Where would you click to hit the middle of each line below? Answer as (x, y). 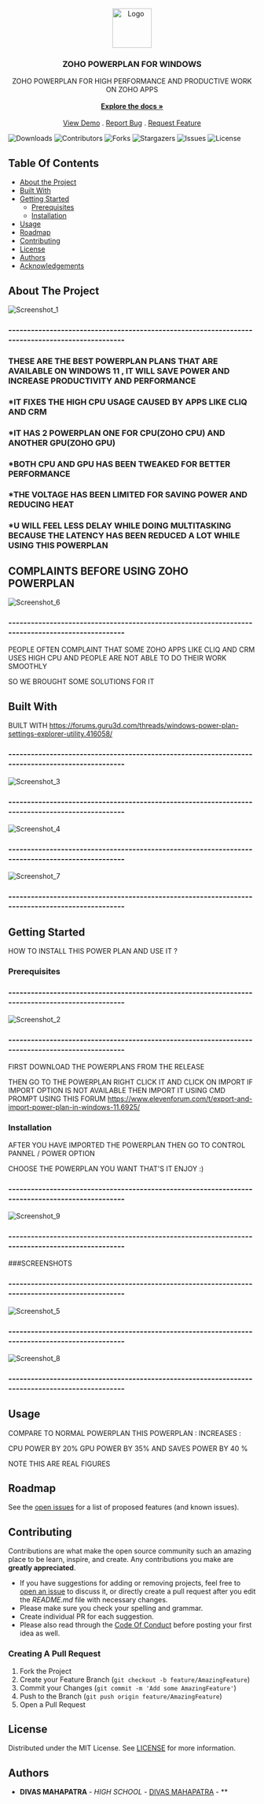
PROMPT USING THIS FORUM (57, 1099)
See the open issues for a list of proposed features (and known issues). (124, 1507)
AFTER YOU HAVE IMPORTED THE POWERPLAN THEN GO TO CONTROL (127, 1145)
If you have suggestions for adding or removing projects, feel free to (130, 1583)
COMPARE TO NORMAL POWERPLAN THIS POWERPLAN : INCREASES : (125, 1433)
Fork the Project (46, 1671)
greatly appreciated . (42, 1568)
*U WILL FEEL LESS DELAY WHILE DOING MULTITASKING (120, 526)
